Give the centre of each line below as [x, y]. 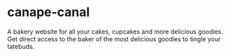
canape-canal [49, 12]
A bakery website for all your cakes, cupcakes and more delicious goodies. [115, 31]
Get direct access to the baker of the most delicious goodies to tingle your [114, 38]
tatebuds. [21, 46]
